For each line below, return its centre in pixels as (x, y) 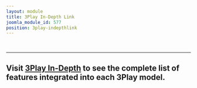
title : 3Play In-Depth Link (40, 17)
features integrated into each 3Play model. (86, 77)
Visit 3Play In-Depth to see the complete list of (93, 68)
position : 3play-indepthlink (42, 28)
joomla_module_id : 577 (34, 22)
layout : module (25, 11)
